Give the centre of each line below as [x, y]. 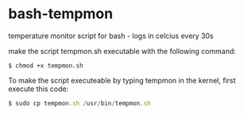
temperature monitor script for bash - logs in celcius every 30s [111, 36]
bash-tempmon [61, 14]
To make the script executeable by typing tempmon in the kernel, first [122, 80]
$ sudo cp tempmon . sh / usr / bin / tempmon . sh [79, 103]
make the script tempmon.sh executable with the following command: [122, 51]
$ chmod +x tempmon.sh [46, 65]
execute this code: [39, 89]
